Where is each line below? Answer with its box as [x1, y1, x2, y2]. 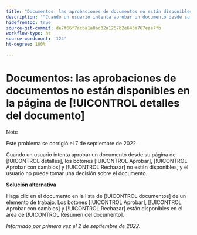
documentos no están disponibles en [6, 84, 191, 97]
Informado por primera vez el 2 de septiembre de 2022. [6, 222, 141, 229]
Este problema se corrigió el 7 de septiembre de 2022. [6, 139, 138, 147]
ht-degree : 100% [6, 42, 46, 47]
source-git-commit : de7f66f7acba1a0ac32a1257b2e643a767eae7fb [6, 25, 161, 31]
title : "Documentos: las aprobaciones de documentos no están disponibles [6, 8, 193, 15]
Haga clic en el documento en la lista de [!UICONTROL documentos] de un [6, 192, 186, 199]
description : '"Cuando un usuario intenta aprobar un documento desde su [6, 14, 191, 20]
